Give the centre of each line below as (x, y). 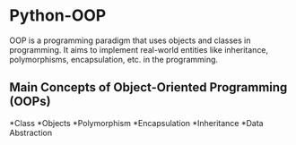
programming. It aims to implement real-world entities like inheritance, (139, 49)
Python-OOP (58, 16)
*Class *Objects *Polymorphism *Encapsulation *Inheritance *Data (136, 123)
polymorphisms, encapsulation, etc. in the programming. (113, 59)
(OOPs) (30, 102)
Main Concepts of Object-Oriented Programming (148, 87)
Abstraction (30, 132)
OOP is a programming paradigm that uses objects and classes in (130, 40)
